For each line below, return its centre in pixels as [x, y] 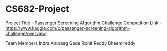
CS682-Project [37, 9]
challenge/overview [26, 33]
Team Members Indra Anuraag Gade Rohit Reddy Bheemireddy [70, 43]
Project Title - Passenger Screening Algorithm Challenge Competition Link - [84, 23]
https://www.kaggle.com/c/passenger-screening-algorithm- [67, 28]
